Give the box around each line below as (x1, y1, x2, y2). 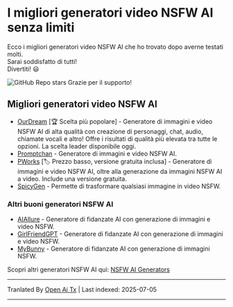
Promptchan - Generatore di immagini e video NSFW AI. (17, 149, 177, 158)
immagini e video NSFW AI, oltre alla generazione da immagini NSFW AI (17, 167, 223, 175)
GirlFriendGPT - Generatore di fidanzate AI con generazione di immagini (17, 230, 223, 238)
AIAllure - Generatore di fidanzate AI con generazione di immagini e (17, 215, 211, 224)
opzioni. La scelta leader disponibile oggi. (17, 142, 137, 150)
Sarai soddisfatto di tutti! (7, 57, 78, 65)
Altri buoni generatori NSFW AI (7, 199, 114, 209)
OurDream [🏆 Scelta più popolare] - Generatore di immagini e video (17, 117, 213, 126)
